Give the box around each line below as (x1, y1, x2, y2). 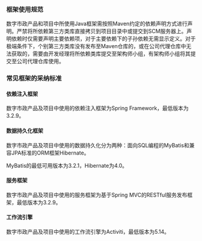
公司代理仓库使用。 (16, 58, 64, 65)
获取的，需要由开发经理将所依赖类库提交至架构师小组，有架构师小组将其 (11, 50, 191, 58)
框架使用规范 (6, 5, 44, 13)
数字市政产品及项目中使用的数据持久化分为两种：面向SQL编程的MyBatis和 (6, 141, 189, 148)
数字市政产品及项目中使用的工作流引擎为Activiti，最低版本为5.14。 (6, 228, 170, 236)
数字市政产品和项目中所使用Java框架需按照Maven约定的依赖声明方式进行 (6, 20, 188, 28)
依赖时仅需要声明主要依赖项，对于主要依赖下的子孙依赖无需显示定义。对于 (11, 35, 196, 43)
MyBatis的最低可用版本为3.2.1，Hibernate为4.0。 (6, 162, 128, 169)
